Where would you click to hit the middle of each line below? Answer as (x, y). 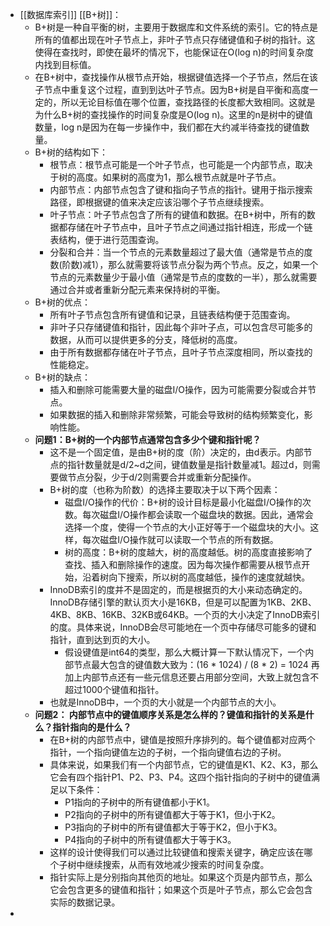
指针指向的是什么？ (92, 727)
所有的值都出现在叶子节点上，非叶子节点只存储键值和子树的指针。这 (175, 39)
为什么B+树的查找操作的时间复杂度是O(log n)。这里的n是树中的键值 (173, 114)
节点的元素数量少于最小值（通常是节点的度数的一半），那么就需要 (183, 277)
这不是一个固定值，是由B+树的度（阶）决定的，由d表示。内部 (176, 452)
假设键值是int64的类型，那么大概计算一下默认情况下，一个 (185, 652)
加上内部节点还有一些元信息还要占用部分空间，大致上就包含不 (192, 677)
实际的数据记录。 (85, 902)
